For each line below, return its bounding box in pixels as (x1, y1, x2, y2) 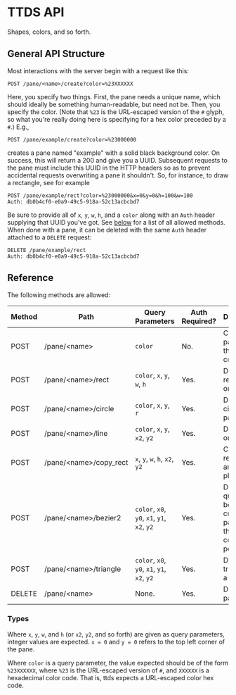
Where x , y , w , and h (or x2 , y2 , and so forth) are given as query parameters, (7, 630, 225, 638)
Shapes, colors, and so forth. (7, 27, 91, 36)
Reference (7, 272, 54, 284)
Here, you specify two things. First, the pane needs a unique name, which (7, 92, 221, 101)
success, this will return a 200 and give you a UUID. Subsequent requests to (7, 156, 228, 164)
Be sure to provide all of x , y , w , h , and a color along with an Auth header (7, 211, 216, 219)
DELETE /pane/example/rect (7, 246, 86, 253)
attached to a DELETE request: (7, 233, 92, 242)
